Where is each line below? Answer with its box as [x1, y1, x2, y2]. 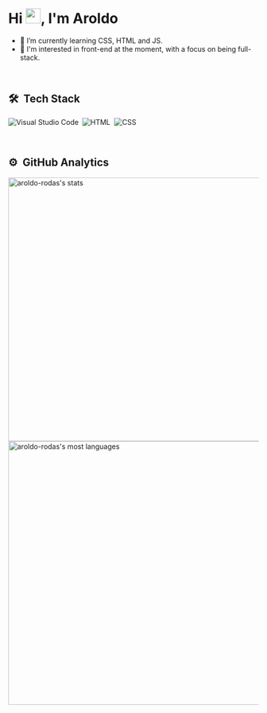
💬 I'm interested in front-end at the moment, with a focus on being [19, 44, 237, 53]
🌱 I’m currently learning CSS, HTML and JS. [19, 36, 163, 45]
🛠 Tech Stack [8, 92, 81, 106]
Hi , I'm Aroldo [8, 10, 118, 28]
